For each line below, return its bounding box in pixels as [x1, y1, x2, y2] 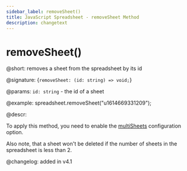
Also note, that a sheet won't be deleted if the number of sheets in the [6, 140, 178, 147]
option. [6, 129, 24, 136]
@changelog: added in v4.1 [6, 158, 72, 165]
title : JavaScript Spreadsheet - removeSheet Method [6, 14, 140, 20]
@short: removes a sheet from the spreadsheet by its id [6, 65, 142, 72]
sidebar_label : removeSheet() [6, 8, 81, 15]
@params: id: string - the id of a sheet [6, 88, 104, 95]
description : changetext [6, 20, 68, 26]
